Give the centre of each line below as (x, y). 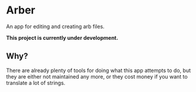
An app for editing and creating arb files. (55, 26)
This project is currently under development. (62, 38)
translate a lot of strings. (36, 83)
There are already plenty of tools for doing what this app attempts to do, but (98, 70)
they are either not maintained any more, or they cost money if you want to (97, 76)
